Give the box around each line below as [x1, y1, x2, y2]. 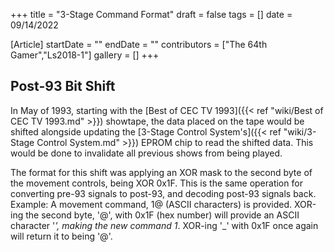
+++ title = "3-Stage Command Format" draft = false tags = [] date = [10, 9, 293, 20]
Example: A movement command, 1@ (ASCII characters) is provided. [10, 198, 293, 210]
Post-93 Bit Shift [10, 78, 116, 95]
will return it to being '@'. [10, 230, 113, 242]
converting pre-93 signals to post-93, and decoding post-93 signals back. [10, 187, 317, 199]
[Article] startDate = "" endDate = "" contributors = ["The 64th [10, 39, 268, 50]
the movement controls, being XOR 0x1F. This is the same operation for [10, 177, 303, 189]
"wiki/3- [283, 125, 317, 138]
